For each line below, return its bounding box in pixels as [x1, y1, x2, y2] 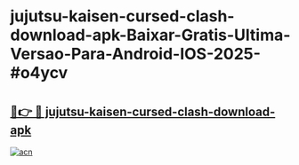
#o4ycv [10, 63, 69, 83]
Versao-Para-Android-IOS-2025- [10, 44, 262, 64]
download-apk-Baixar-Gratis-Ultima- [10, 25, 291, 45]
